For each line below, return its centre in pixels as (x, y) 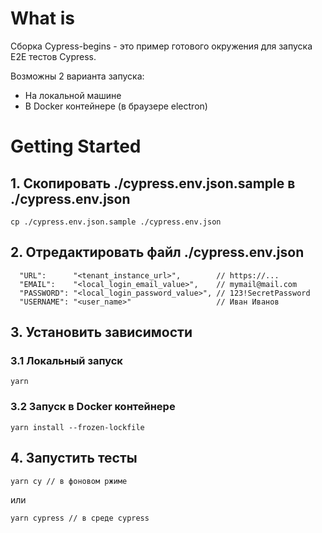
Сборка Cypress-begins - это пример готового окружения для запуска (161, 46)
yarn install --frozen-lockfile (77, 427)
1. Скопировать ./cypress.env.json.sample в (153, 183)
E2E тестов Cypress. (53, 56)
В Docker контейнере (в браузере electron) (116, 106)
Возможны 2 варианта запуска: (77, 76)
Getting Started (76, 146)
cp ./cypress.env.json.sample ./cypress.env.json (116, 222)
